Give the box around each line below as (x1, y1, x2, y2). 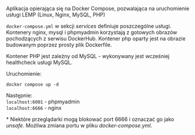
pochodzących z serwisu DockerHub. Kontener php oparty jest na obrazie (6, 35, 186, 42)
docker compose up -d (6, 82, 59, 87)
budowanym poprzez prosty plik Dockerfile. (6, 41, 112, 48)
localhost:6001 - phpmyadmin (6, 98, 80, 105)
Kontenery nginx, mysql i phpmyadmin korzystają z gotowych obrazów (6, 29, 177, 36)
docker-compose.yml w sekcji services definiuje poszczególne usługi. (6, 23, 172, 29)
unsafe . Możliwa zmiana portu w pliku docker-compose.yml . (6, 122, 153, 129)
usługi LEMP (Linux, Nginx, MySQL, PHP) (6, 11, 106, 18)
